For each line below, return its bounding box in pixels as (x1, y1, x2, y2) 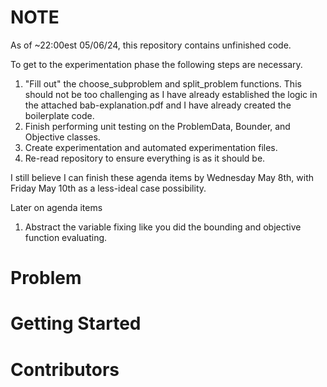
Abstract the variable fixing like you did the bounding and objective (24, 221, 302, 233)
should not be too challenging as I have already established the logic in (24, 88, 318, 100)
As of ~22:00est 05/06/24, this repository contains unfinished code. (10, 39, 292, 51)
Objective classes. (24, 131, 101, 143)
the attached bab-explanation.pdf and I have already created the (24, 99, 292, 111)
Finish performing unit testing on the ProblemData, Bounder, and (24, 120, 291, 132)
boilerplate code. (24, 109, 95, 121)
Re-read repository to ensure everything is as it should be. (24, 152, 266, 164)
